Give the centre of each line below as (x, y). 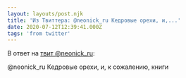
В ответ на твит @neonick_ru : (51, 53)
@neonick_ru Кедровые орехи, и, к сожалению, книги (88, 67)
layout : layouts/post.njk (45, 14)
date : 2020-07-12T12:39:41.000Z (55, 27)
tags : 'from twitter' (39, 33)
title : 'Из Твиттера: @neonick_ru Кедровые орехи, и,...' (94, 20)
